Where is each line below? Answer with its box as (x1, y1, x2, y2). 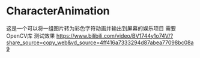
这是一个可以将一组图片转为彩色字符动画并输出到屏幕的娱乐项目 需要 (6, 25, 176, 32)
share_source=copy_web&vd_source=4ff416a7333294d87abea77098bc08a (6, 39, 194, 46)
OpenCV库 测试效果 (6, 32, 55, 39)
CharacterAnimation (6, 4, 110, 18)
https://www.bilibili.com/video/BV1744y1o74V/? (56, 32, 174, 39)
